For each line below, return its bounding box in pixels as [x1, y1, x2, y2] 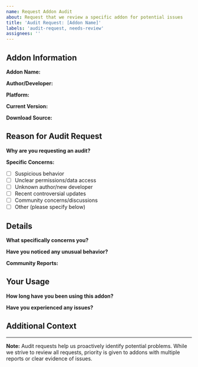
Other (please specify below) [14, 204, 85, 211]
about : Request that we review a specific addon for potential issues [6, 14, 183, 20]
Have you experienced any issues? [6, 304, 94, 311]
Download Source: [6, 114, 52, 121]
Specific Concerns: [6, 158, 55, 166]
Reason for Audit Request [6, 131, 103, 141]
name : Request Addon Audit [6, 8, 72, 15]
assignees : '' [6, 31, 41, 37]
